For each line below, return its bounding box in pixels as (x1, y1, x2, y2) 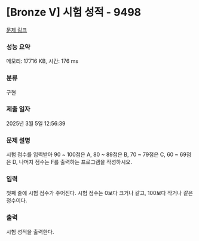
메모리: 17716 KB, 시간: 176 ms (6, 57, 79, 65)
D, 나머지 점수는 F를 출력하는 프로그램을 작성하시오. (12, 158, 133, 166)
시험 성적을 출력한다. (6, 228, 54, 235)
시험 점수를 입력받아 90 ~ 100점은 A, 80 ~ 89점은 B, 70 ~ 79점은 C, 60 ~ (6, 151, 179, 158)
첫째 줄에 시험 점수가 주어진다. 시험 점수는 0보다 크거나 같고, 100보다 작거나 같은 (6, 190, 193, 197)
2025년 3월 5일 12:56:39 (6, 120, 66, 127)
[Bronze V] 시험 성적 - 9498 (6, 5, 142, 19)
